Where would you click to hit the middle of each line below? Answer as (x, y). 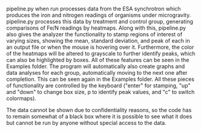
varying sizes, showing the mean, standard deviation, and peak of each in (98, 41)
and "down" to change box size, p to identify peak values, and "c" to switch (100, 92)
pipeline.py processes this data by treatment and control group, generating (100, 21)
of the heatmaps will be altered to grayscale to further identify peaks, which (101, 53)
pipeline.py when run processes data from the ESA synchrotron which (94, 9)
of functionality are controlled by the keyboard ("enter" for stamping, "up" (98, 86)
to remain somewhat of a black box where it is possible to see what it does (99, 116)
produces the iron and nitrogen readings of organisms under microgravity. (99, 15)
